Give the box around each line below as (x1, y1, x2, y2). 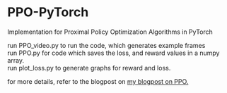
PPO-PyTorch (7, 4, 89, 20)
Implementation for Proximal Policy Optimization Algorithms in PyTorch (7, 27, 214, 36)
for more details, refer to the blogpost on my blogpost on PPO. (7, 77, 189, 85)
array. (7, 56, 25, 64)
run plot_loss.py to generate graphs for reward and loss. (7, 63, 171, 72)
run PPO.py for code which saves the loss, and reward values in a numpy (7, 49, 220, 57)
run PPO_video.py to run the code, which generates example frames (7, 41, 206, 49)
